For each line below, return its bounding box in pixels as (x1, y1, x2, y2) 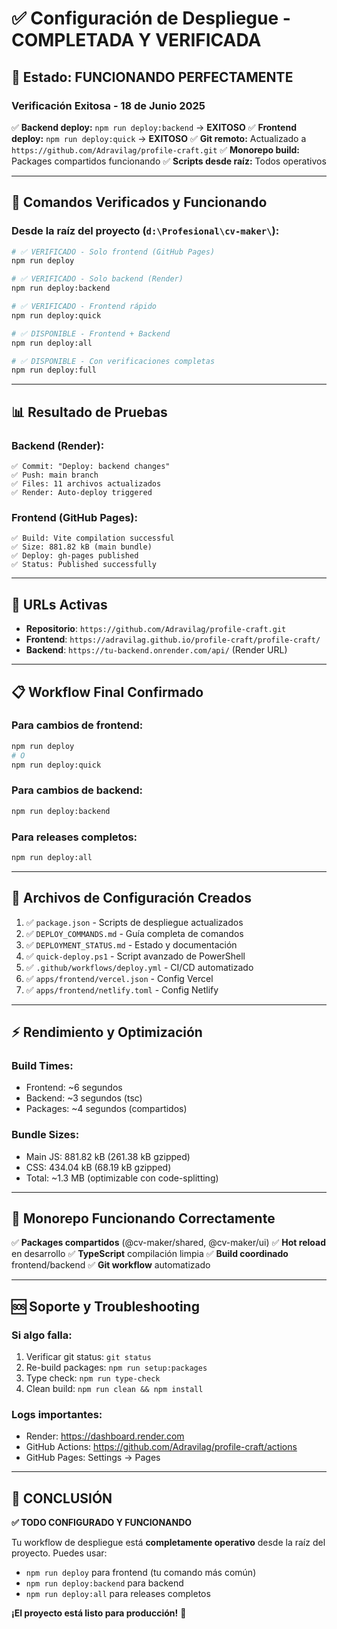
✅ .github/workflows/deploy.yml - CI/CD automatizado (25, 961, 254, 973)
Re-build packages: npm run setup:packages (25, 1362, 208, 1374)
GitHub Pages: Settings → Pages (25, 1452, 161, 1464)
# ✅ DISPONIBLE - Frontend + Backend (11, 328, 171, 339)
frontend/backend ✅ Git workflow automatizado (11, 1259, 211, 1271)
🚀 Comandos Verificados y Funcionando (11, 194, 268, 211)
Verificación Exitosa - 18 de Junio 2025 (11, 98, 206, 112)
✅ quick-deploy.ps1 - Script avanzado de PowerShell (25, 950, 246, 962)
